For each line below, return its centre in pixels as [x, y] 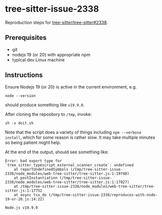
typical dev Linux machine [38, 60]
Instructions [24, 75]
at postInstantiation [36, 178]
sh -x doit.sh [19, 123]
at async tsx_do [30, 195]
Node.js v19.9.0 [21, 208]
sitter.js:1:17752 [24, 191]
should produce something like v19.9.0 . [45, 105]
